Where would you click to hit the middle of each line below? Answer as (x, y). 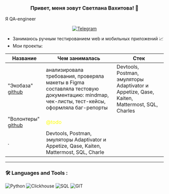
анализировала (65, 70)
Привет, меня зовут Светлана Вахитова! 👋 (84, 8)
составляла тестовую (72, 89)
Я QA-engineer (21, 19)
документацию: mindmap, (77, 95)
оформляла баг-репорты (77, 108)
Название (24, 58)
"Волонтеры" (24, 119)
